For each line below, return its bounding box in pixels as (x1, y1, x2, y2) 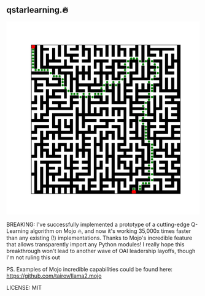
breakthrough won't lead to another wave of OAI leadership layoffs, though (6, 247, 196, 254)
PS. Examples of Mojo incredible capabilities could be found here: (6, 265, 173, 273)
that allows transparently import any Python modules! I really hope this (6, 240, 185, 248)
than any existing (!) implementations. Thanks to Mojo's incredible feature (6, 234, 193, 241)
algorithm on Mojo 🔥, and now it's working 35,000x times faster (30, 227, 191, 235)
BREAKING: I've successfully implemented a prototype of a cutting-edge (6, 221, 190, 228)
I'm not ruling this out (6, 254, 60, 261)
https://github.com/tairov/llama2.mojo (6, 272, 102, 279)
